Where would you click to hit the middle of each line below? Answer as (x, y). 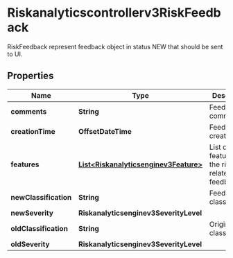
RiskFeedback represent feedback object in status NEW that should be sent (115, 46)
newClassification (41, 197)
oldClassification (39, 228)
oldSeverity (30, 244)
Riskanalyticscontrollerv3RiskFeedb (114, 13)
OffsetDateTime (105, 131)
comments (29, 111)
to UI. (15, 54)
